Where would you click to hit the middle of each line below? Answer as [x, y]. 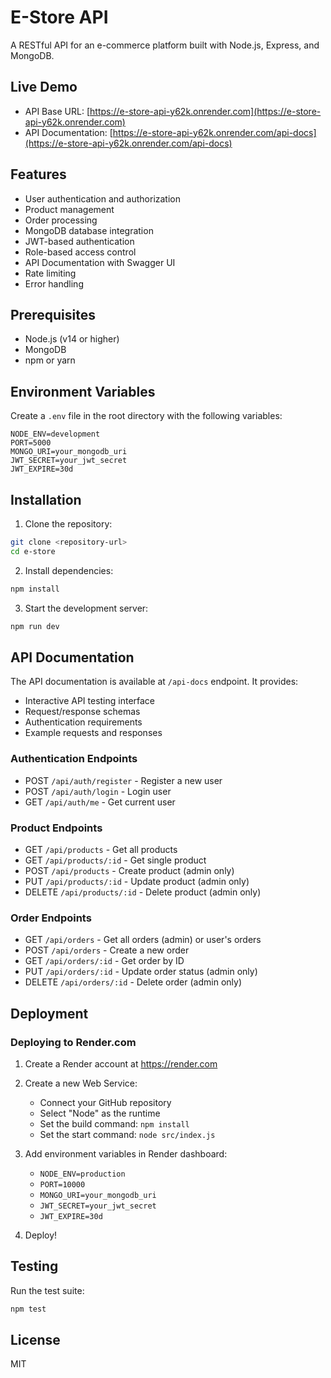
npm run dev [35, 626]
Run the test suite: [47, 1290]
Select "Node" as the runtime [100, 1113]
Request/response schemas [82, 712]
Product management [69, 209]
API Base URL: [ [57, 111]
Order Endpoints [51, 918]
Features [38, 174]
